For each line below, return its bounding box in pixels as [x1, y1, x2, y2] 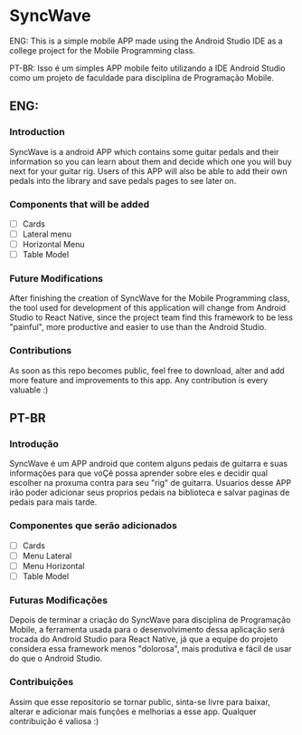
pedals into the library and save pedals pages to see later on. [9, 175, 237, 186]
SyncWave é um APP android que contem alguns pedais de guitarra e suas [9, 459, 288, 469]
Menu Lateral [22, 550, 72, 561]
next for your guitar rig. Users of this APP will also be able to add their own [9, 165, 288, 177]
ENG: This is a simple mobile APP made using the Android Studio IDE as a [9, 35, 283, 46]
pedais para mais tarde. [9, 497, 98, 508]
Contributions [9, 344, 72, 357]
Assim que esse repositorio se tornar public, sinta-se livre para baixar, [9, 696, 271, 707]
